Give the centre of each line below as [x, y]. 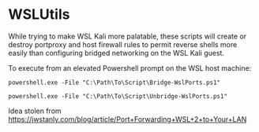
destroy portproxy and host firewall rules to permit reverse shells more [123, 44]
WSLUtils [39, 15]
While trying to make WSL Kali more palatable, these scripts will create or [128, 36]
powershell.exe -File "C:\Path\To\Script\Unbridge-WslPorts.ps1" [118, 96]
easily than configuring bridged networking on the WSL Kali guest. [116, 53]
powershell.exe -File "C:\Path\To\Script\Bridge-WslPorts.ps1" [114, 82]
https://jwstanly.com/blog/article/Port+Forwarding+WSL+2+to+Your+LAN [128, 119]
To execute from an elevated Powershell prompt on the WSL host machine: [130, 68]
